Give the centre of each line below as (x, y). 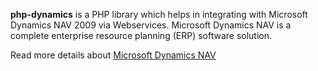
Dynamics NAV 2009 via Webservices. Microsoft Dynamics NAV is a (151, 25)
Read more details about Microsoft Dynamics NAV (113, 55)
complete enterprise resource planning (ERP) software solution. (141, 35)
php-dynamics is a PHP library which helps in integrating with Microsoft (159, 14)
